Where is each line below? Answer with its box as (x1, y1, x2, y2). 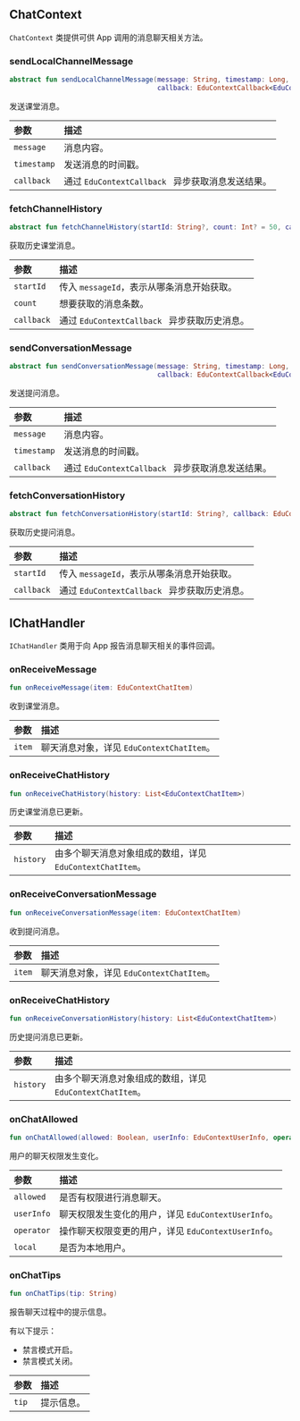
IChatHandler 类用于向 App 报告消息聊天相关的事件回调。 (9, 640, 221, 651)
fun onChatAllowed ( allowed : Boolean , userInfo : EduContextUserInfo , (9, 1133, 270, 1143)
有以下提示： (9, 1325, 56, 1336)
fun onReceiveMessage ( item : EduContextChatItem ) (9, 683, 194, 692)
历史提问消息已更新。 (9, 1031, 87, 1042)
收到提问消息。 (9, 926, 64, 936)
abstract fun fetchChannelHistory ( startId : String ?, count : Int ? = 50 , (9, 223, 282, 232)
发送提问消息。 (9, 388, 64, 399)
